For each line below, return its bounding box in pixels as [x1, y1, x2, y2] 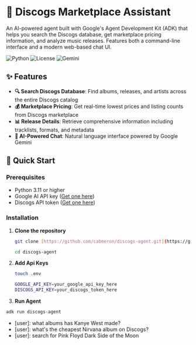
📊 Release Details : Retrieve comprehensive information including [14, 117, 174, 125]
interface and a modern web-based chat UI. [6, 43, 112, 50]
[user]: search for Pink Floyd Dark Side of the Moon [14, 332, 139, 339]
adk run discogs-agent [6, 309, 61, 315]
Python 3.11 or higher [14, 187, 66, 194]
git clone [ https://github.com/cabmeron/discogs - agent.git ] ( [14, 238, 167, 244]
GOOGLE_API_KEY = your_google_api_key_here [14, 282, 118, 287]
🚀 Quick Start [6, 155, 56, 166]
